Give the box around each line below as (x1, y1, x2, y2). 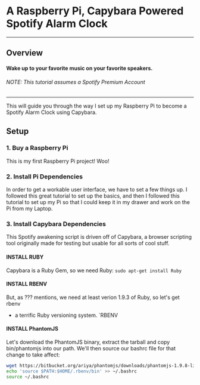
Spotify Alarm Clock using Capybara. (6, 109, 97, 116)
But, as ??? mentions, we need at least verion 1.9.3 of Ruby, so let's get (6, 294, 180, 301)
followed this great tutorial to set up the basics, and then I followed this (6, 192, 180, 199)
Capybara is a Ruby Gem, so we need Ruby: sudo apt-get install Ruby (6, 267, 182, 274)
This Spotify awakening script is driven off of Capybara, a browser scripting (6, 233, 192, 241)
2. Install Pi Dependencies (6, 172, 83, 180)
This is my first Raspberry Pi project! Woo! (6, 157, 110, 165)
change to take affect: (6, 351, 60, 359)
